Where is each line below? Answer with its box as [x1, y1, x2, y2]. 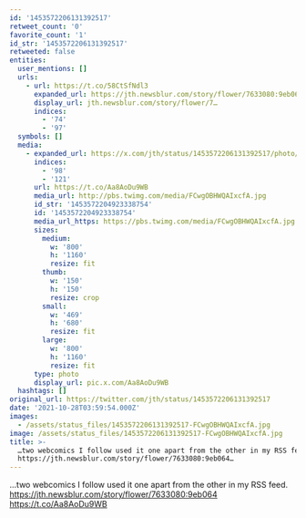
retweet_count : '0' [9, 22, 84, 31]
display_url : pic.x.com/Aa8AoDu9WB [33, 378, 169, 388]
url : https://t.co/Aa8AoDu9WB [33, 183, 148, 192]
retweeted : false [9, 47, 76, 57]
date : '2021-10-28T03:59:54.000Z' [9, 403, 141, 413]
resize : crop [49, 293, 100, 302]
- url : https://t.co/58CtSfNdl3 [25, 81, 148, 90]
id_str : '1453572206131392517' [9, 38, 128, 48]
